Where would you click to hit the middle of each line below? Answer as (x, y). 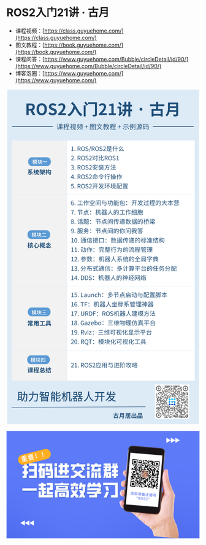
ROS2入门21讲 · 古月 (58, 13)
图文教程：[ (30, 45)
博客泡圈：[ (30, 73)
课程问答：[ (30, 59)
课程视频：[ (30, 31)
